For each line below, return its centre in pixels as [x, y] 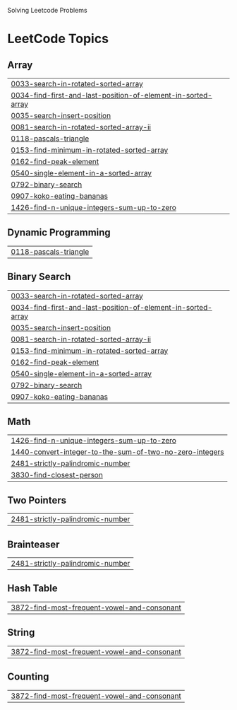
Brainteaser [34, 544]
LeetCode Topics [58, 39]
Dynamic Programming [59, 233]
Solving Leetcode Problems [47, 10]
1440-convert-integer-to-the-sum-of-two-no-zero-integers [117, 452]
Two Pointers [37, 500]
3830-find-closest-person [57, 475]
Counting [28, 677]
